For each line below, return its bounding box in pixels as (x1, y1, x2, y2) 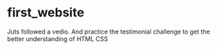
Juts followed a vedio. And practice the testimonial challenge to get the (7, 27, 210, 36)
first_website (7, 5, 85, 21)
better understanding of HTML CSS (7, 34, 109, 42)
